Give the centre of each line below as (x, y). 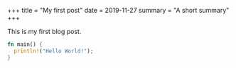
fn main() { (25, 45)
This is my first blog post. (44, 32)
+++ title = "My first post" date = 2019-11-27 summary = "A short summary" (118, 10)
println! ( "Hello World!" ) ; (54, 51)
